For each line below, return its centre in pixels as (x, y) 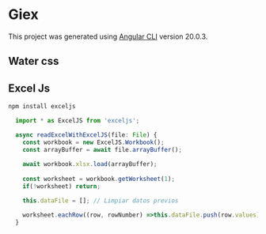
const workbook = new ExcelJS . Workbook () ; (93, 142)
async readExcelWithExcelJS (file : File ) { (86, 135)
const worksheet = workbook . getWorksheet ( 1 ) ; (99, 179)
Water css (34, 61)
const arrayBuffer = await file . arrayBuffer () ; (102, 149)
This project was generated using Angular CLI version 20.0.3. (108, 36)
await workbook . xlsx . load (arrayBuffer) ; (90, 164)
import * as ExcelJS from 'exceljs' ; (78, 121)
